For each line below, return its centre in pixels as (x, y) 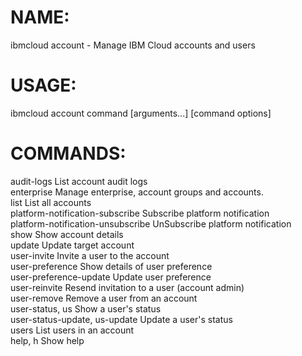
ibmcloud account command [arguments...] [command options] (141, 113)
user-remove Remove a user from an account (104, 298)
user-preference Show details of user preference (111, 266)
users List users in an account (72, 330)
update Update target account (72, 245)
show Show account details (67, 234)
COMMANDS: (68, 153)
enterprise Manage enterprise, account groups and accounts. (137, 192)
